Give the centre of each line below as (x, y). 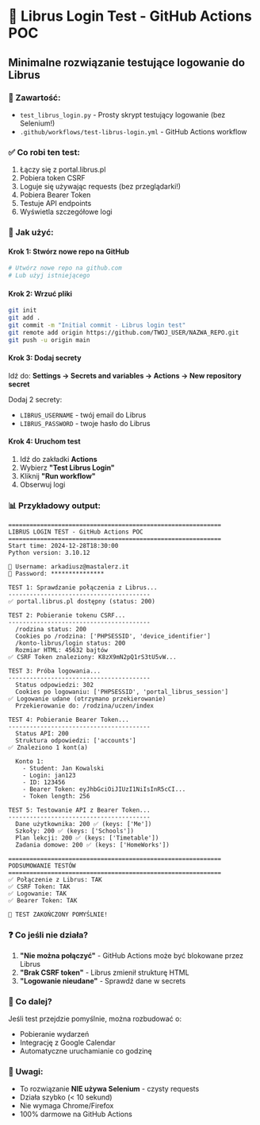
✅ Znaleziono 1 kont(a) (48, 748)
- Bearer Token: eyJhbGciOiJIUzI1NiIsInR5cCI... (104, 789)
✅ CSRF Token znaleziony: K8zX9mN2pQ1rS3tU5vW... (92, 658)
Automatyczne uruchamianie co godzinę (86, 1051)
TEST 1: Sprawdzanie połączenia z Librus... (83, 588)
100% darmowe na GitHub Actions (76, 1114)
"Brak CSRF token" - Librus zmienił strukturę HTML (104, 972)
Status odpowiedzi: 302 (54, 685)
